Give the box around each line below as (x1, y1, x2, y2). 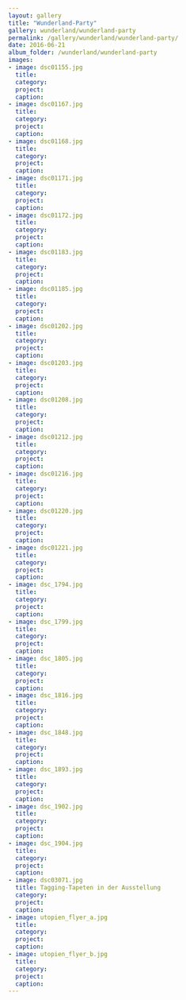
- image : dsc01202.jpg (8, 322, 83, 330)
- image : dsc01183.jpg (8, 248, 83, 256)
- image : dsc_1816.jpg (8, 692, 83, 700)
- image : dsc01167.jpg (8, 100, 83, 108)
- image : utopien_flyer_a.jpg (8, 913, 108, 921)
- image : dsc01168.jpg (8, 137, 83, 145)
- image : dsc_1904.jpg (8, 839, 83, 847)
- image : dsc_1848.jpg (8, 728, 83, 736)
